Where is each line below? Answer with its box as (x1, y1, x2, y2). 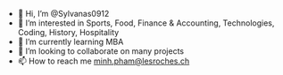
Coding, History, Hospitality (17, 27, 120, 37)
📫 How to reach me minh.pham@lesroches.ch (17, 56, 190, 66)
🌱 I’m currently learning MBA (17, 36, 124, 47)
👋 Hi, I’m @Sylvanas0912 (17, 9, 110, 19)
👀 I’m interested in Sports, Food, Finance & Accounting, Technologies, (17, 18, 275, 28)
